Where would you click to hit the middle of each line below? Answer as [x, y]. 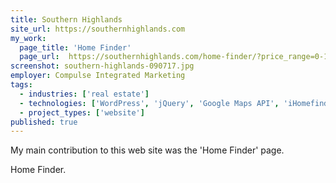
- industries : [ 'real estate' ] [84, 94]
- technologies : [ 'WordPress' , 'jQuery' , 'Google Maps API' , [149, 103]
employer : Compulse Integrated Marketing [98, 76]
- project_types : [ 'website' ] [82, 112]
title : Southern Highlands [66, 19]
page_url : [39, 57]
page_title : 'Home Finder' [75, 47]
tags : [21, 85]
